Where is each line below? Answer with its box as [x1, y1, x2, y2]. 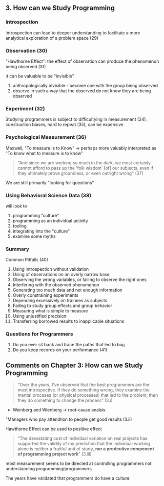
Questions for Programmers [5, 331, 73, 337]
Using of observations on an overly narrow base [12, 272, 110, 278]
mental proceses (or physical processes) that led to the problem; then [17, 392, 158, 398]
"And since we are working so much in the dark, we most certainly [17, 159, 151, 166]
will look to [5, 203, 27, 209]
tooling [12, 223, 27, 229]
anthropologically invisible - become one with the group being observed [12, 82, 158, 88]
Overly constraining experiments [12, 292, 79, 298]
